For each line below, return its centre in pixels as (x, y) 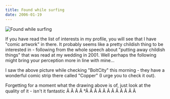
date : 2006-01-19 (24, 15)
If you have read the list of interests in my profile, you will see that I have (81, 39)
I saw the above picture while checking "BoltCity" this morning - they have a (85, 70)
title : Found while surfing (35, 10)
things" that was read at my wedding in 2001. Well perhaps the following (81, 55)
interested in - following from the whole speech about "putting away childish (85, 49)
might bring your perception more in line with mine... (60, 60)
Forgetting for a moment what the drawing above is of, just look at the (78, 85)
